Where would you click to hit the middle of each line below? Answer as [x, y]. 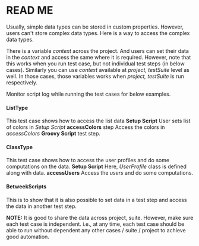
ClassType [19, 147]
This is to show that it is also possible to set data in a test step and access [97, 200]
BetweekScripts [26, 186]
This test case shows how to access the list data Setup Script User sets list [99, 121]
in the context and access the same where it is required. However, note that [99, 57]
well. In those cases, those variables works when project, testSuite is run [95, 76]
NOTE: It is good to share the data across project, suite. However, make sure [100, 217]
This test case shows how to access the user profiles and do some [88, 160]
